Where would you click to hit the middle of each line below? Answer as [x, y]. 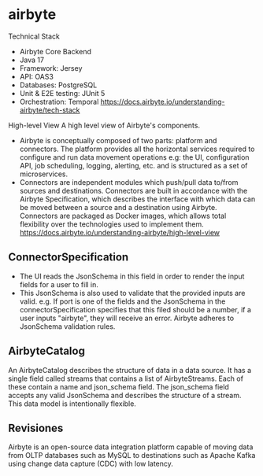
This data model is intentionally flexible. [72, 404]
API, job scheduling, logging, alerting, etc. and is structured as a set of [133, 165]
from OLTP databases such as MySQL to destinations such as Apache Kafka [132, 456]
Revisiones [36, 428]
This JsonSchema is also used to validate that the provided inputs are [132, 293]
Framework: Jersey [51, 68]
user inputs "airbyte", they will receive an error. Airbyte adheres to [127, 318]
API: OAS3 [36, 76]
